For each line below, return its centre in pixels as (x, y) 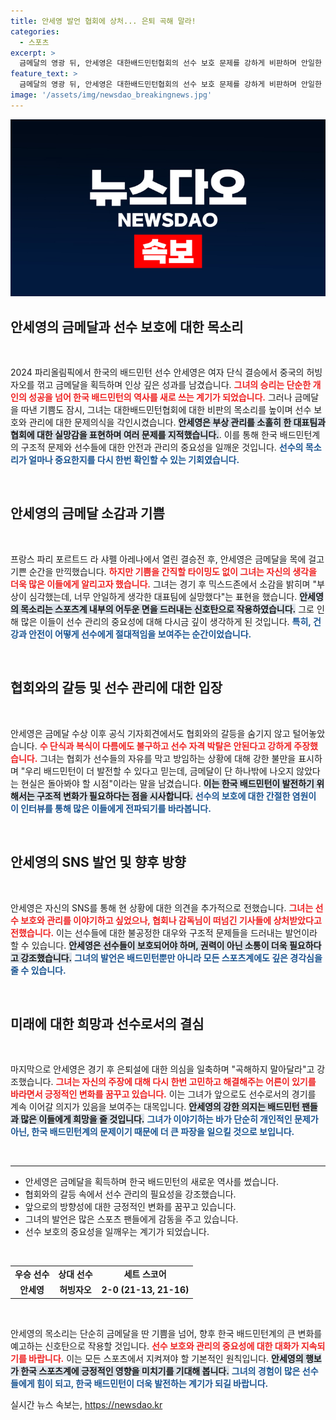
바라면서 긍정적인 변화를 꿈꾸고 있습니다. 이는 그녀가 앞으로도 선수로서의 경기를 (163, 1094)
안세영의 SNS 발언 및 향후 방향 (98, 862)
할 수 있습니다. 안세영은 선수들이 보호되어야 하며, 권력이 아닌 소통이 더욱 (149, 945)
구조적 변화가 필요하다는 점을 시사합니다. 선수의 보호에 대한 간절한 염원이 (176, 796)
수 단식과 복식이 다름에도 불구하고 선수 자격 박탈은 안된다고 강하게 (165, 746)
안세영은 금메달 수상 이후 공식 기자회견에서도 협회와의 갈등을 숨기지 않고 (150, 733)
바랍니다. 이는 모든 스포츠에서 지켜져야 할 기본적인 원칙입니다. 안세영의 (166, 1358)
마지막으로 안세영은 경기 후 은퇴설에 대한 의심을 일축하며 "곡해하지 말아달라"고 (162, 1069)
